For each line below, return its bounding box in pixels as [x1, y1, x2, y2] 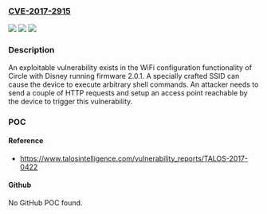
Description [8, 45, 55, 56]
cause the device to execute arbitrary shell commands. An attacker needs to [8, 80, 259, 89]
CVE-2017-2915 [8, 6, 71, 17]
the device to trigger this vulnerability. [8, 96, 133, 106]
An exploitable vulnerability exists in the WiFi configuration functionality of [8, 62, 253, 72]
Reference [8, 136, 44, 146]
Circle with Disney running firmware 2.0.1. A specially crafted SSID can [8, 71, 240, 80]
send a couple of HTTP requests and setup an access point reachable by [8, 88, 249, 97]
